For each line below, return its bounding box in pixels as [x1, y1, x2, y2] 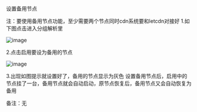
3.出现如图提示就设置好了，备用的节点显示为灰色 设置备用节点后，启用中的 [6, 73, 188, 79]
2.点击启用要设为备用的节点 [6, 49, 73, 56]
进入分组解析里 [26, 25, 63, 32]
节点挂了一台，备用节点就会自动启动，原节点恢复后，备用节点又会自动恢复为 [6, 80, 192, 87]
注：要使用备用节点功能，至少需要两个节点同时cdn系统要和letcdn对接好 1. [6, 18, 185, 25]
